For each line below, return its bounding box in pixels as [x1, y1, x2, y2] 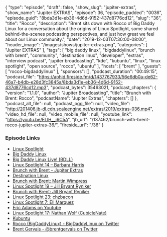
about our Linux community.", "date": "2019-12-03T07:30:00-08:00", [5, 36, 147, 42]
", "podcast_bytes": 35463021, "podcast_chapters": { [46, 85, 156, 90]
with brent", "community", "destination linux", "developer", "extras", [5, 52, 144, 58]
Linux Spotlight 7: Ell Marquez [12, 199, 74, 205]
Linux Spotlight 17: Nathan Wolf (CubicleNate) [12, 210, 107, 216]
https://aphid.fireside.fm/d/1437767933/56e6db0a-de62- [39, 74, 158, 80]
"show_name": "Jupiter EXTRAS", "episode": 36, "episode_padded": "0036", [5, 10, 162, 16]
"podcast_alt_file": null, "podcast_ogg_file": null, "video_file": [5, 101, 130, 106]
